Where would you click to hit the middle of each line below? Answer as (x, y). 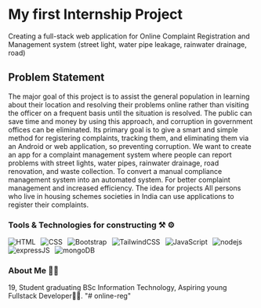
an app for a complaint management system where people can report (120, 154)
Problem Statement (56, 77)
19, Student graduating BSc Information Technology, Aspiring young (118, 288)
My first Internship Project (95, 14)
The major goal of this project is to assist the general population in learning (129, 96)
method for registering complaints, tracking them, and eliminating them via (129, 138)
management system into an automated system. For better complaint (120, 179)
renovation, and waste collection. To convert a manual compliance (115, 171)
